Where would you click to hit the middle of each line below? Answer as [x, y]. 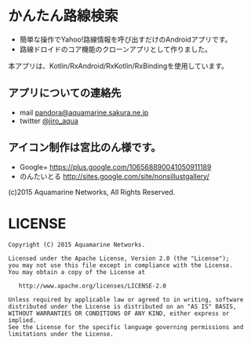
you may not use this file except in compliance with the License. [121, 265]
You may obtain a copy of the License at [77, 272]
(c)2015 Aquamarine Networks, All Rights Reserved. [92, 192]
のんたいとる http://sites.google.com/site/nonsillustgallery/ [114, 176]
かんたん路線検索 [64, 16]
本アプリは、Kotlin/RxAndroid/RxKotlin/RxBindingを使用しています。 [118, 66]
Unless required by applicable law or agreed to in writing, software [126, 299]
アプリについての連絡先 [65, 93]
